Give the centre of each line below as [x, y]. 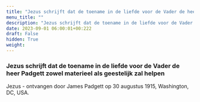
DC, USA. [18, 92]
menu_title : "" [25, 17]
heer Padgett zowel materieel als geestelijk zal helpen [85, 73]
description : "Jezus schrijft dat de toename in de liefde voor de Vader [100, 23]
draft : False [22, 34]
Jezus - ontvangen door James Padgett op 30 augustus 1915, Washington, [98, 86]
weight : [16, 45]
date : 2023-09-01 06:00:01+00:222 [49, 28]
